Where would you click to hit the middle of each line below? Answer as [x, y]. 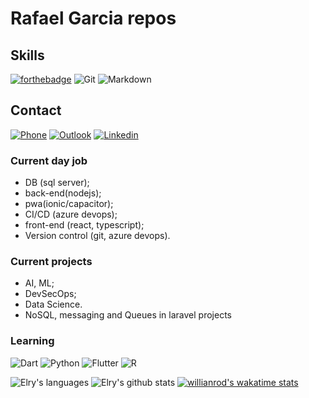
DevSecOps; [50, 294]
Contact [36, 110]
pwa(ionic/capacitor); [69, 204]
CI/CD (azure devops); [71, 214]
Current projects [51, 262]
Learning [32, 341]
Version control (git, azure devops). [97, 236]
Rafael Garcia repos [93, 18]
